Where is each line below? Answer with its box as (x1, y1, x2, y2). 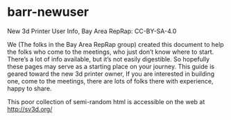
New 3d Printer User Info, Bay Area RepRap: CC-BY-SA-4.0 (7, 27, 177, 35)
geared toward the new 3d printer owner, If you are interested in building (7, 70, 215, 78)
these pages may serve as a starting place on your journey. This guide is (7, 62, 215, 70)
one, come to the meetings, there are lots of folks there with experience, (7, 77, 214, 85)
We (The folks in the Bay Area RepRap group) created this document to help (7, 40, 224, 48)
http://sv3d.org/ (7, 105, 53, 113)
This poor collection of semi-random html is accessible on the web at (7, 97, 205, 106)
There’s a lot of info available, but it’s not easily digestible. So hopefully (7, 54, 210, 63)
